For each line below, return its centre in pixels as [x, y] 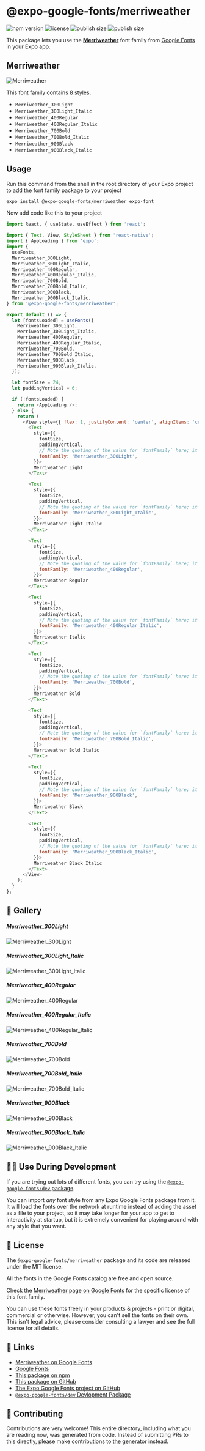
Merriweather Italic [59, 637]
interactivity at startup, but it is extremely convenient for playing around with [102, 1219]
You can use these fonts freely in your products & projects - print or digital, [100, 1308]
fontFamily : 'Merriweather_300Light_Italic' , [98, 513]
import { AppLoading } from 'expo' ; [53, 241]
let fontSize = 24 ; [37, 383]
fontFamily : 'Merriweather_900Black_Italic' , [98, 852]
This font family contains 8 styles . [49, 92]
